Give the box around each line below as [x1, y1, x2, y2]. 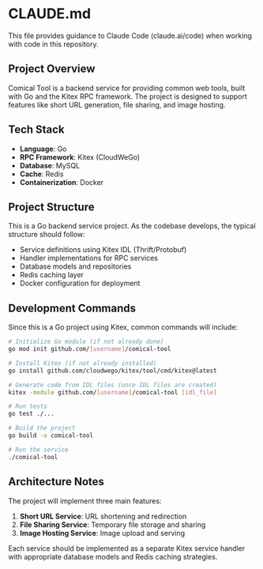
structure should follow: [8, 230, 85, 239]
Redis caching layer [19, 270, 85, 280]
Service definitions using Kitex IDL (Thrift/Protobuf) [19, 245, 187, 254]
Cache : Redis [19, 169, 64, 179]
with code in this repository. [8, 39, 99, 48]
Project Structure [8, 200, 95, 213]
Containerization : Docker [19, 177, 104, 187]
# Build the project [8, 424, 77, 432]
